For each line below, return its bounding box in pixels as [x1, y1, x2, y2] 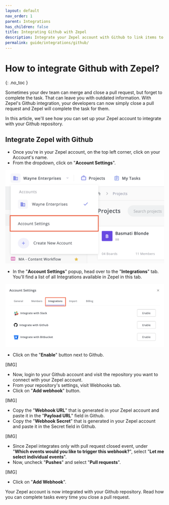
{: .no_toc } [5, 79, 28, 86]
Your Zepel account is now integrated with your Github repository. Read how [5, 488, 164, 494]
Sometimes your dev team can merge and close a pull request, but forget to [5, 89, 162, 95]
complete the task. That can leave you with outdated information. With [5, 94, 151, 101]
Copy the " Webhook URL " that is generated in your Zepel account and [12, 407, 159, 413]
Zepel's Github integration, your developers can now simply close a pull [5, 100, 154, 106]
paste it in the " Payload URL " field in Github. [12, 412, 105, 418]
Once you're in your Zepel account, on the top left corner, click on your [12, 149, 160, 155]
